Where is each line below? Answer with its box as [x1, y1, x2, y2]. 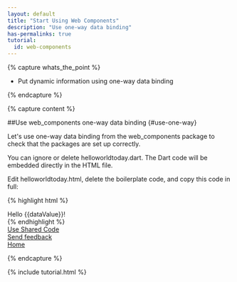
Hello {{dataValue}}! [7, 210, 66, 218]
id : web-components [14, 43, 72, 51]
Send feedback [7, 233, 52, 241]
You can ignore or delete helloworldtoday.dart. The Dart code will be [7, 154, 208, 162]
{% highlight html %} [7, 197, 69, 204]
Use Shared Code [7, 225, 60, 234]
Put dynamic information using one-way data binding [17, 77, 174, 85]
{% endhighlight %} [7, 218, 65, 226]
